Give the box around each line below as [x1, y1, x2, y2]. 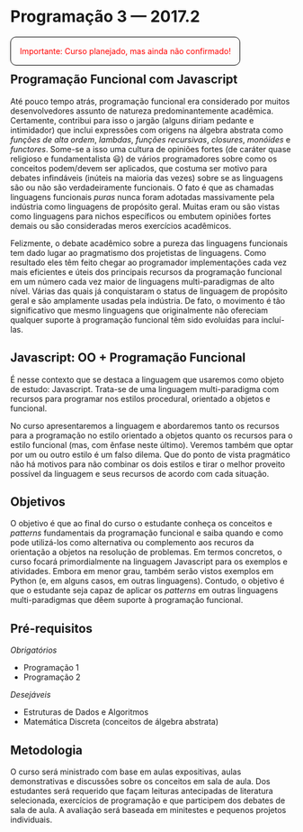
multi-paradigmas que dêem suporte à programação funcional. [10, 595, 244, 606]
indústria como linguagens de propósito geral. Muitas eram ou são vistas [10, 201, 281, 212]
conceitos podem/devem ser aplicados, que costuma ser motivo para [10, 162, 268, 173]
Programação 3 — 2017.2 [10, 6, 201, 27]
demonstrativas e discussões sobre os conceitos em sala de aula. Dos [10, 776, 271, 786]
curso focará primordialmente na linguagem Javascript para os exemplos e [10, 556, 289, 567]
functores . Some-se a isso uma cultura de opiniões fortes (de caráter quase [10, 143, 291, 154]
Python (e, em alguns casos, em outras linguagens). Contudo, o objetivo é [10, 575, 285, 587]
